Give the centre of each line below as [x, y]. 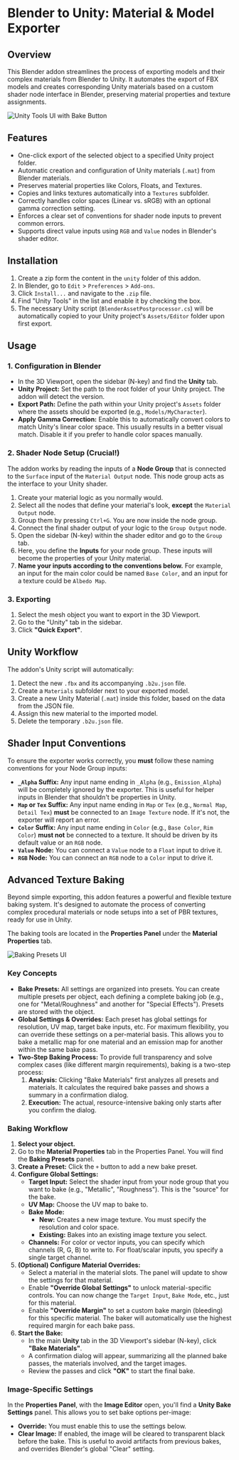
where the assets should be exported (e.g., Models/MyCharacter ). [112, 412]
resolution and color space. [79, 1227]
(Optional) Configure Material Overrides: [79, 1265]
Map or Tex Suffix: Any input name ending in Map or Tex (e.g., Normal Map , [122, 804]
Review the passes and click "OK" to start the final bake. [112, 1371]
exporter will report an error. [59, 820]
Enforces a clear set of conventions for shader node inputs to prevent [119, 216]
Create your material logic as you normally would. [90, 497]
